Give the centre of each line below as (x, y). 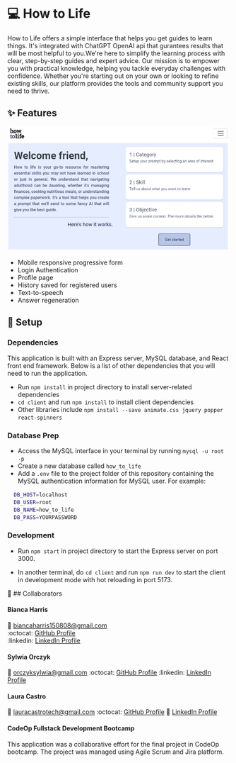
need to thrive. (29, 91)
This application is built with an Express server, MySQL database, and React (118, 358)
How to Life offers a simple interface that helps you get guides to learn (110, 38)
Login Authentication (48, 270)
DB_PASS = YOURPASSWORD (46, 517)
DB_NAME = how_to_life (44, 510)
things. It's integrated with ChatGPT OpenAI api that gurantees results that (116, 45)
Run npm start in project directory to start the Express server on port (118, 551)
